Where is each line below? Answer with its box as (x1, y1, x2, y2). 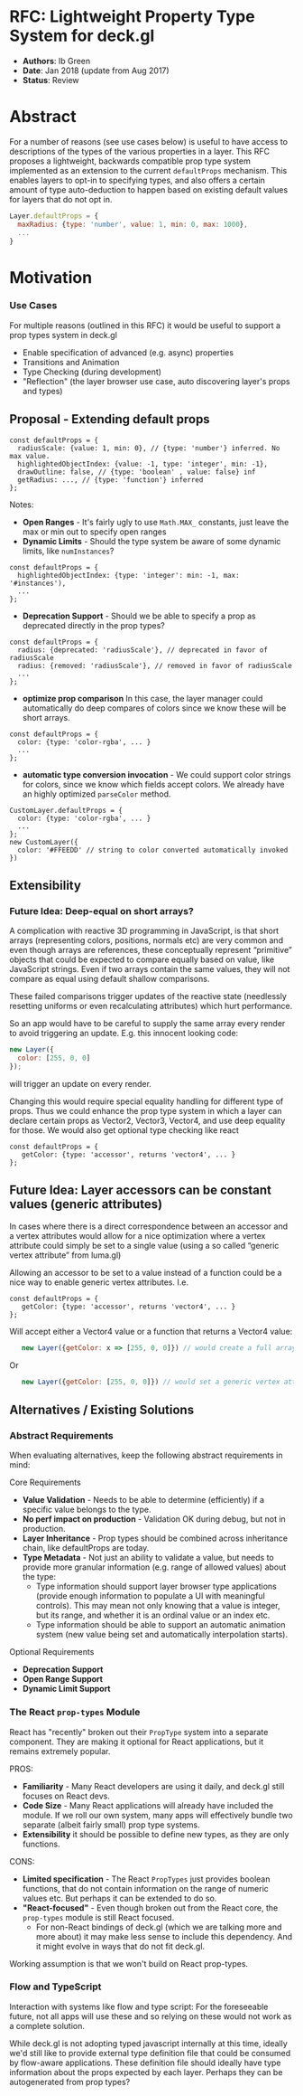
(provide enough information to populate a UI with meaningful (35, 1591, 266, 1601)
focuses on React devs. (22, 1790, 110, 1801)
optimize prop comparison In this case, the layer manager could (22, 693, 263, 703)
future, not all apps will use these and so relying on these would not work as (9, 2010, 292, 2022)
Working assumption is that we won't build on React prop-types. (9, 1958, 249, 1969)
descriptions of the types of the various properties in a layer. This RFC (9, 146, 271, 156)
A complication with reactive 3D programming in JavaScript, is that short (9, 925, 280, 937)
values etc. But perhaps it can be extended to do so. (22, 1893, 217, 1903)
